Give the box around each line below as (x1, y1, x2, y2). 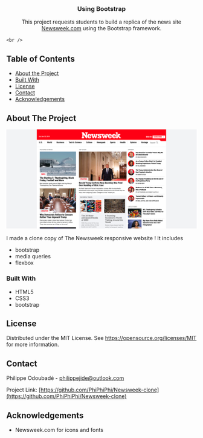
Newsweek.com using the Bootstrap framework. (41, 25, 162, 32)
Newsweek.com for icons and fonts (14, 426, 104, 433)
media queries (14, 253, 51, 260)
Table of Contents (6, 53, 76, 64)
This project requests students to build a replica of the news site (21, 18, 182, 25)
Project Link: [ (6, 386, 41, 394)
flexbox (14, 259, 34, 267)
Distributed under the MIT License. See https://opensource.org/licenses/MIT (6, 335, 197, 342)
